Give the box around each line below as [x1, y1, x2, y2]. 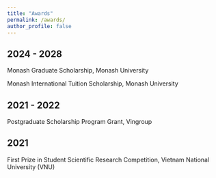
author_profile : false [7, 23, 72, 29]
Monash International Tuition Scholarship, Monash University [7, 79, 179, 88]
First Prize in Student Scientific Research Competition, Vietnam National [7, 155, 210, 164]
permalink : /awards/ [7, 16, 66, 23]
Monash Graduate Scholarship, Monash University [7, 66, 149, 75]
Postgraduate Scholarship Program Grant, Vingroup [7, 118, 152, 125]
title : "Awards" [7, 10, 53, 17]
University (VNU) [7, 162, 55, 171]
